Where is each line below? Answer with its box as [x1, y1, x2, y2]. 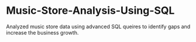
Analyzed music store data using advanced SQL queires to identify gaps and [6, 23, 191, 30]
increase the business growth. [6, 29, 79, 36]
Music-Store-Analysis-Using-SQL [6, 4, 175, 17]
